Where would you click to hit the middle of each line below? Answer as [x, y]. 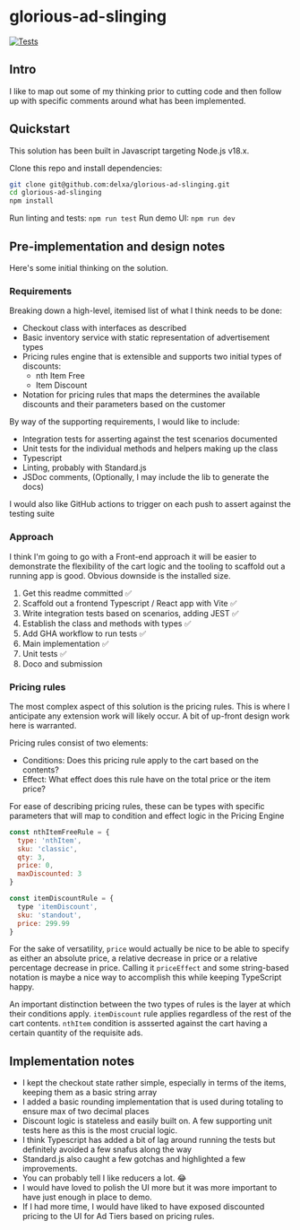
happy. [22, 987]
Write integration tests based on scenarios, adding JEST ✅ [130, 613]
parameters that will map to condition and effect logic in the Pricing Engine [147, 816]
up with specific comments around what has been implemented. [128, 100]
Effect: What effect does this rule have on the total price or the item [146, 779]
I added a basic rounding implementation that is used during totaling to [153, 1102]
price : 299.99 [43, 923]
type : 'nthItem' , [50, 841]
